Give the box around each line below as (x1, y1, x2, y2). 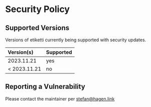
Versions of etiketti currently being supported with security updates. (5, 37, 146, 43)
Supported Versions (5, 24, 69, 32)
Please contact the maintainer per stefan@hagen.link (5, 95, 115, 101)
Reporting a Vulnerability (5, 82, 85, 91)
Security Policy (5, 4, 70, 15)
